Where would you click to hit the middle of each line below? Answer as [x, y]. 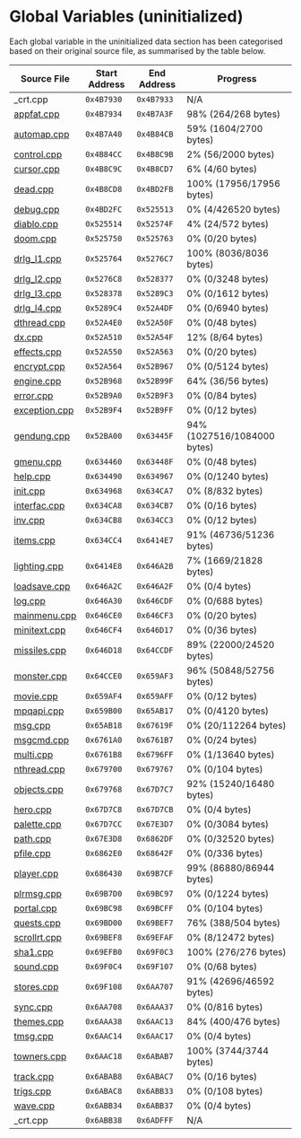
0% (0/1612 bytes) [228, 293]
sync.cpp [34, 1007]
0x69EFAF [155, 937]
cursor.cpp [37, 169]
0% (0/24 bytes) [222, 740]
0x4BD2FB [155, 189]
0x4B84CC [103, 154]
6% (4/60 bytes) [222, 169]
